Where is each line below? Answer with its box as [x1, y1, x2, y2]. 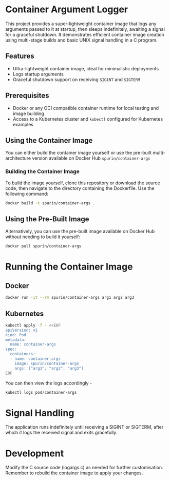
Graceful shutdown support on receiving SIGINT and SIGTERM [12, 76, 140, 83]
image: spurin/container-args [14, 361, 80, 366]
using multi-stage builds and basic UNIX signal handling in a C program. [5, 37, 158, 43]
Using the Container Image [5, 136, 93, 145]
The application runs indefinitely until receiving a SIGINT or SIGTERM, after [5, 424, 164, 430]
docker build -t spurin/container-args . [5, 200, 96, 206]
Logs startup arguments [12, 71, 64, 77]
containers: [10, 352, 36, 357]
